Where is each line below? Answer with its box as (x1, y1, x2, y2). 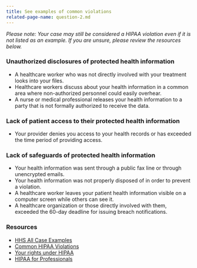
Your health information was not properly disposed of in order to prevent (14, 177, 191, 184)
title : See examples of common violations (6, 8, 112, 15)
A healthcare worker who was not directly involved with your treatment (14, 71, 187, 78)
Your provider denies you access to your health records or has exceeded (14, 130, 192, 137)
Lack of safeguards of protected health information (6, 151, 156, 160)
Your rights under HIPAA (14, 249, 74, 256)
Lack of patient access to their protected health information (6, 117, 181, 125)
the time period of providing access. (14, 137, 103, 144)
